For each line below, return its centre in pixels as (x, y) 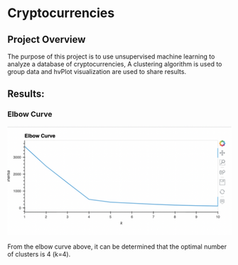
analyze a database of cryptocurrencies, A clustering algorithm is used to (115, 64)
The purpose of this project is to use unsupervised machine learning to (111, 56)
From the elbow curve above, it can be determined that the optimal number (117, 246)
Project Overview (47, 40)
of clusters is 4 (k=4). (39, 254)
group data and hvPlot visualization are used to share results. (97, 72)
